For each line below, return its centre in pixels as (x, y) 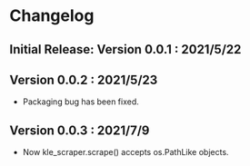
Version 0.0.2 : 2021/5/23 (84, 79)
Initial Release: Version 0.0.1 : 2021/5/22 (125, 49)
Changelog (52, 16)
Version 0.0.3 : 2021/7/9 (80, 130)
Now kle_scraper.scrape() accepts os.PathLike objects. (125, 152)
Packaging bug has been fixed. (80, 102)
